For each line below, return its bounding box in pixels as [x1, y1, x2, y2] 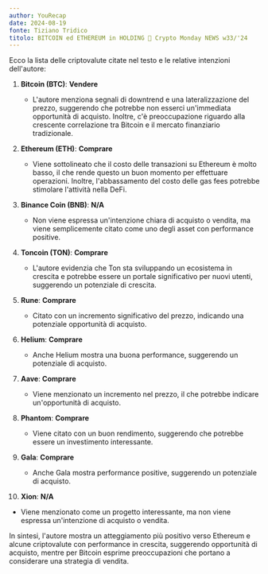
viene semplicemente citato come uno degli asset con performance [32, 224, 254, 234]
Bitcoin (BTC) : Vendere [20, 80, 99, 89]
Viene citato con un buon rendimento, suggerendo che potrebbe [32, 429, 244, 438]
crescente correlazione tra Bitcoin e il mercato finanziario [32, 120, 221, 130]
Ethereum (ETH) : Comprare [20, 144, 113, 153]
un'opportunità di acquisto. [32, 398, 122, 408]
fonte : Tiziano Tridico [9, 26, 88, 34]
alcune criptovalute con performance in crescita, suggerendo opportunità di [9, 540, 258, 549]
